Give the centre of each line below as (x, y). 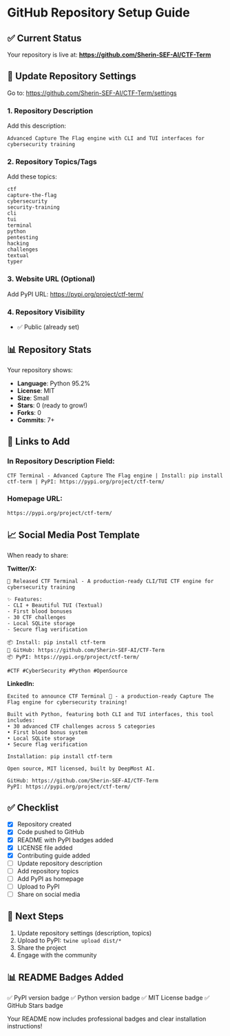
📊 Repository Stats (49, 350)
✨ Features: (25, 599)
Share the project (42, 947)
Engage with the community (57, 955)
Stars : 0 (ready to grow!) (52, 405)
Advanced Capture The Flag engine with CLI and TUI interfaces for (106, 139)
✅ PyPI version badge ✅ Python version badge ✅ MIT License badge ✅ (108, 997)
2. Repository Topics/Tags (52, 162)
